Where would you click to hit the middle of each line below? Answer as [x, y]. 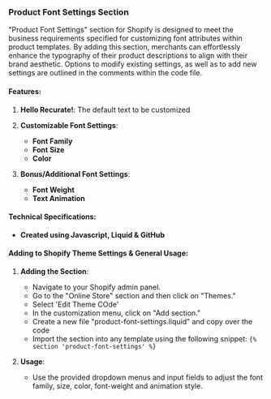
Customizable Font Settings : [69, 125]
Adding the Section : [54, 271]
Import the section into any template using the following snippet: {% [144, 338]
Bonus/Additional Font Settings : [75, 174]
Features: [25, 91]
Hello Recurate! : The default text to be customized [105, 109]
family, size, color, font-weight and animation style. [117, 386]
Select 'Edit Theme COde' [75, 304]
